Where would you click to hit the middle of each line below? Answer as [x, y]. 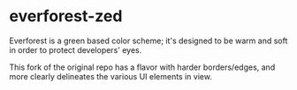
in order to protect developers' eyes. [76, 49]
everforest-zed [66, 16]
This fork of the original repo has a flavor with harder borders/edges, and [142, 67]
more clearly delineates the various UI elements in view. [110, 76]
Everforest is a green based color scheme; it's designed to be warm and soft [148, 41]
